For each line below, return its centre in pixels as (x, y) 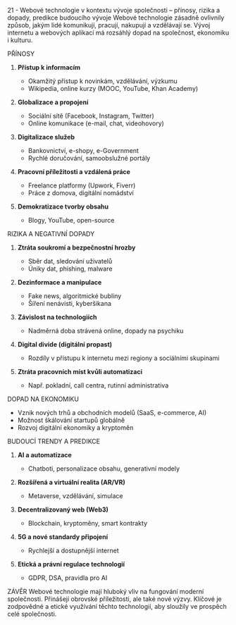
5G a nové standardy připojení (62, 537)
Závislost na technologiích (57, 317)
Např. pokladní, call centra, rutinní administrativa (98, 385)
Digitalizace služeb (46, 137)
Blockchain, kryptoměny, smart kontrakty (88, 523)
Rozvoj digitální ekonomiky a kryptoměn (75, 428)
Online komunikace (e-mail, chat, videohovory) (96, 123)
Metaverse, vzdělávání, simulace (75, 496)
